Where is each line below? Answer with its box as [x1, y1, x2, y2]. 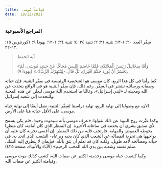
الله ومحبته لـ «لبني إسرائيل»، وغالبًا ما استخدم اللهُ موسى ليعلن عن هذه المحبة [5, 88, 148, 94]
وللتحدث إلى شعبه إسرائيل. [5, 93, 55, 99]
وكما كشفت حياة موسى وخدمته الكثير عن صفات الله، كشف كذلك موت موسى [5, 152, 146, 159]
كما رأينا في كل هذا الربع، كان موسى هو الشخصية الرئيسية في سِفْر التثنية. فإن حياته [5, 78, 157, 84]
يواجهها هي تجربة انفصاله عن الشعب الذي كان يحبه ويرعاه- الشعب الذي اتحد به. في [5, 133, 156, 139]
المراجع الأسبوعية [5, 28, 42, 35]
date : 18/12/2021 [5, 12, 43, 17]
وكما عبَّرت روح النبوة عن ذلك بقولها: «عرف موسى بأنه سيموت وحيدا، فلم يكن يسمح [5, 117, 158, 123]
